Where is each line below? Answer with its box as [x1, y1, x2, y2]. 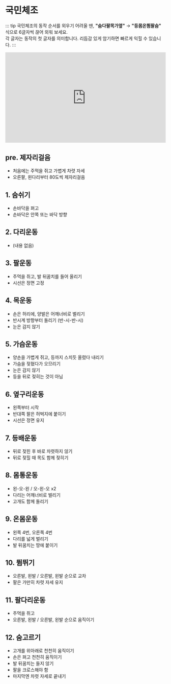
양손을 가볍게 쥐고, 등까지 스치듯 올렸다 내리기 [12, 354, 104, 360]
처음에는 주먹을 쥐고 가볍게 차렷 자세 [12, 168, 85, 174]
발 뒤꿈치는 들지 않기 [12, 660, 54, 666]
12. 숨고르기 [5, 633, 41, 642]
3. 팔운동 [5, 259, 32, 267]
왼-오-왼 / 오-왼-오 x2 [12, 485, 56, 491]
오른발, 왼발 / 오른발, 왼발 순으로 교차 [12, 573, 87, 579]
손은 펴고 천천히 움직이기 [12, 654, 62, 660]
